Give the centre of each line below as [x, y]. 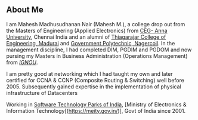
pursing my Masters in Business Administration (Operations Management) [97, 56]
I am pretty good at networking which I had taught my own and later [89, 73]
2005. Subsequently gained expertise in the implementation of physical [94, 87]
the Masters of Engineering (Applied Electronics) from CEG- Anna [87, 30]
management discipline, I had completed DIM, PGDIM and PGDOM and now [99, 50]
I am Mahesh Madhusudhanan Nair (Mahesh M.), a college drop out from [96, 24]
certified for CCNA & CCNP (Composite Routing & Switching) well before [95, 80]
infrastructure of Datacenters [42, 93]
